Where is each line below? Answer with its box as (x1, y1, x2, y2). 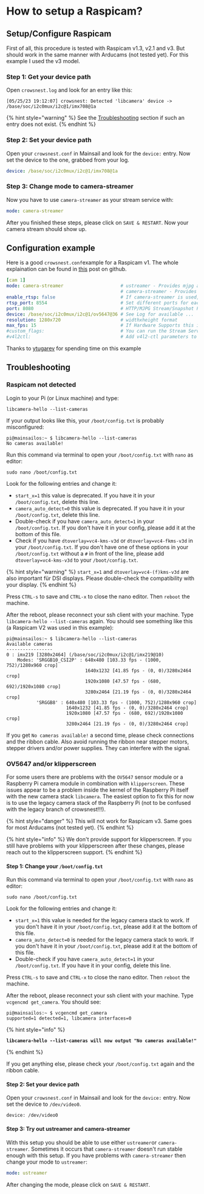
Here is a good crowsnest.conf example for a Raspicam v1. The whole (6, 259, 179, 266)
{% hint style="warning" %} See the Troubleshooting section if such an (6, 114, 185, 122)
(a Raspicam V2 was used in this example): (6, 624, 114, 631)
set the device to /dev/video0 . (6, 1100, 81, 1108)
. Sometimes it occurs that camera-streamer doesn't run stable (28, 1145, 183, 1153)
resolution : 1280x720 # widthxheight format (6, 317, 178, 323)
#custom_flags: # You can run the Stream (6, 328, 186, 334)
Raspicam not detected (6, 381, 76, 389)
